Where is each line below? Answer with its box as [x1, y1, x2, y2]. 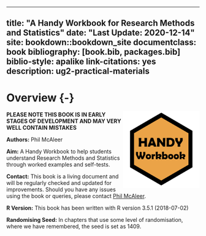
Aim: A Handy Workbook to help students [6, 148, 112, 155]
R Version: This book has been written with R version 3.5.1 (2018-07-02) [6, 204, 189, 212]
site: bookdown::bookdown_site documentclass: [6, 37, 197, 48]
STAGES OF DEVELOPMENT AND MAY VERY [6, 117, 121, 125]
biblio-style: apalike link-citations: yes [6, 57, 156, 67]
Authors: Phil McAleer [6, 136, 63, 143]
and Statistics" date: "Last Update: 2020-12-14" [6, 28, 195, 38]
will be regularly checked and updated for [6, 179, 112, 187]
